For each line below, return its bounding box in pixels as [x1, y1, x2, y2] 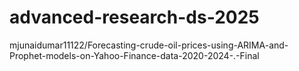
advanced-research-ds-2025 [9, 6, 260, 29]
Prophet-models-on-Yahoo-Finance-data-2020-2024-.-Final [9, 49, 260, 61]
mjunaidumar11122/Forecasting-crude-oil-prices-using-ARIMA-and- [9, 39, 289, 51]
